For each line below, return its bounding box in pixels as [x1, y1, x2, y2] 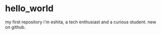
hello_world [5, 3, 54, 14]
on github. [5, 24, 26, 30]
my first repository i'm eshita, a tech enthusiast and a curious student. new [5, 19, 156, 25]
